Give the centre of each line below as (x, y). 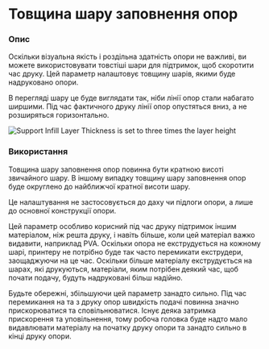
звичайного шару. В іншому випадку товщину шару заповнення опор (127, 177)
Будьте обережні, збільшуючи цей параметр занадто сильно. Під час (128, 293)
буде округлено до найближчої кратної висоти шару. (99, 186)
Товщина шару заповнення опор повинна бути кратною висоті (116, 169)
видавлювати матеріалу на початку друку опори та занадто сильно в (128, 327)
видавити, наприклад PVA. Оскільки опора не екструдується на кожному (135, 243)
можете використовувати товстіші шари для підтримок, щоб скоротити (131, 65)
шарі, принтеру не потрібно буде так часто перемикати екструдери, (126, 251)
